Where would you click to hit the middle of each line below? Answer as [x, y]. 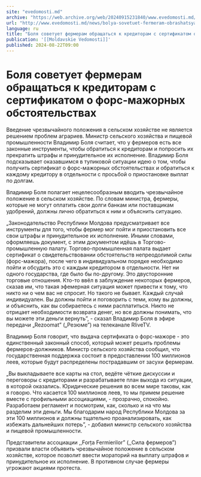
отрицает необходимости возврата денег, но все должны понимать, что [99, 312]
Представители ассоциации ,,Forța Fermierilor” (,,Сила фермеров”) [91, 442]
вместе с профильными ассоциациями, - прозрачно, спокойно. [88, 398]
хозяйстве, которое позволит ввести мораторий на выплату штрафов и [98, 455]
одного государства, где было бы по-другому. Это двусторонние [90, 274]
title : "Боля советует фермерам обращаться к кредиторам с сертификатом [99, 34]
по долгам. [20, 180]
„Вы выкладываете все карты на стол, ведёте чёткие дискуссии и [91, 373]
